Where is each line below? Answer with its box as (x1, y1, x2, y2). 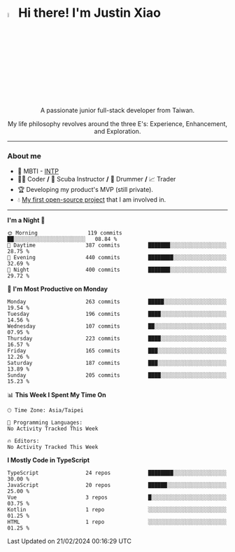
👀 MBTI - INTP (17, 167, 59, 176)
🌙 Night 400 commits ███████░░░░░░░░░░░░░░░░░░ (7, 266, 227, 274)
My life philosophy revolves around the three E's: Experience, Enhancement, (7, 120, 228, 128)
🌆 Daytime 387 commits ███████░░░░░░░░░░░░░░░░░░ (7, 242, 227, 249)
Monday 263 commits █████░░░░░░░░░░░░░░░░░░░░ (7, 298, 227, 305)
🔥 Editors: (7, 438, 40, 445)
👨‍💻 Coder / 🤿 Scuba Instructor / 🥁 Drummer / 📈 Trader (17, 175, 176, 184)
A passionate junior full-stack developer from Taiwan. (40, 106, 195, 115)
